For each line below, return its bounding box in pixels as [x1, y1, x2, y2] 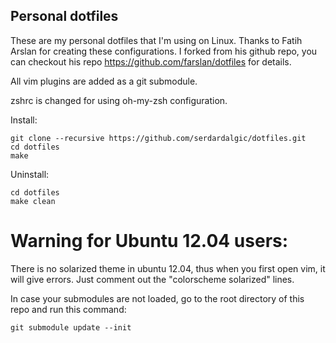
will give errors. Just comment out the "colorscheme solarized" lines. [10, 273, 295, 285]
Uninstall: [10, 168, 50, 180]
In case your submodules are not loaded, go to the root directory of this [10, 292, 305, 304]
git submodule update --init [10, 322, 132, 333]
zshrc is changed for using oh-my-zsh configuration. [10, 94, 228, 106]
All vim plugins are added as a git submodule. [10, 75, 198, 87]
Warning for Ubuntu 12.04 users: [10, 230, 289, 252]
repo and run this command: [10, 303, 127, 315]
